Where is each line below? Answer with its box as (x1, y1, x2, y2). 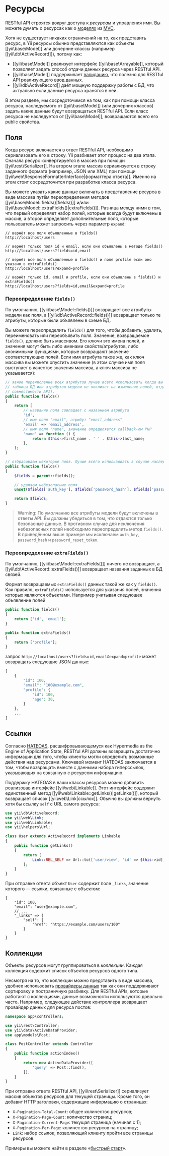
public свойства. (5, 119, 41, 125)
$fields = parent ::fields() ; (14, 473, 75, 478)
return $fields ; (14, 496, 49, 501)
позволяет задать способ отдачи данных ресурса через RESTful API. (12, 66, 161, 72)
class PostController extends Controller (5, 1042, 94, 1047)
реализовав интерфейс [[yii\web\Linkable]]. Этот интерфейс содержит (5, 785, 155, 791)
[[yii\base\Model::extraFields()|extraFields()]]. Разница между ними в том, (5, 205, 161, 211)
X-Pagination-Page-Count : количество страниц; (12, 1114, 113, 1120)
